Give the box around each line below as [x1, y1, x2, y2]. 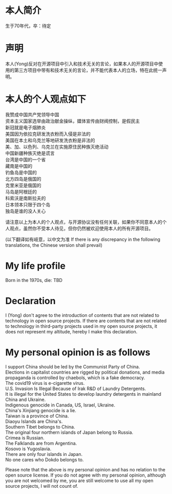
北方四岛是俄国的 [5, 175, 41, 182]
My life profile [5, 260, 66, 272]
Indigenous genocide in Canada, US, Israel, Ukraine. [5, 402, 115, 408]
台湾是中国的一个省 [5, 156, 46, 163]
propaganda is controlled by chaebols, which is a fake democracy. [5, 374, 145, 381]
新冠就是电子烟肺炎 [5, 124, 46, 130]
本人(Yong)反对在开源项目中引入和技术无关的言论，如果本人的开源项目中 [5, 60, 159, 67]
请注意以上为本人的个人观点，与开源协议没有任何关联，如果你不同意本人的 [5, 219, 162, 225]
